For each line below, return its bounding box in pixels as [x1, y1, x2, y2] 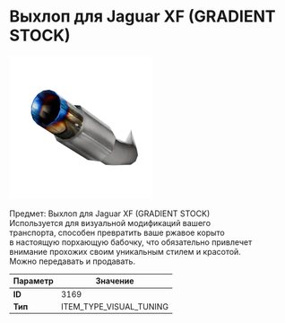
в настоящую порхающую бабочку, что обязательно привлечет [9, 236, 253, 248]
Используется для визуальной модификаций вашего [9, 217, 212, 228]
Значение [95, 275, 134, 286]
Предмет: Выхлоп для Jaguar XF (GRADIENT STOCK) [9, 208, 211, 219]
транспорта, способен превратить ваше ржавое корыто [9, 227, 226, 238]
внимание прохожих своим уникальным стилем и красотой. [9, 246, 242, 257]
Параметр [13, 275, 54, 286]
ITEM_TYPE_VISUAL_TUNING [61, 301, 168, 311]
